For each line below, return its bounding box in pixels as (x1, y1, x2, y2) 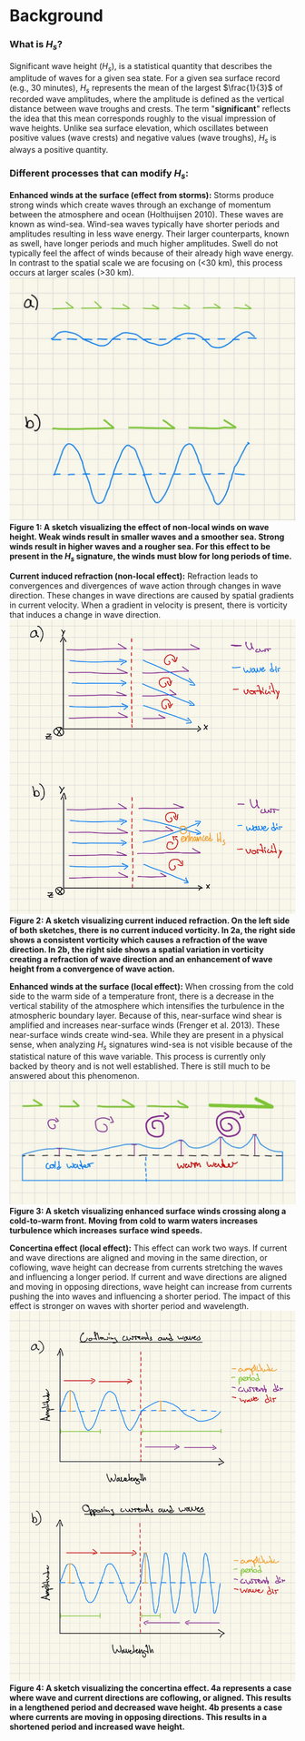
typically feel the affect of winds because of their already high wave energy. (9, 247, 294, 258)
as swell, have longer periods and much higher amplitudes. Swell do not (9, 237, 279, 248)
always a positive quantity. (9, 145, 109, 156)
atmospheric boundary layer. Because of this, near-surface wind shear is (9, 1011, 282, 1021)
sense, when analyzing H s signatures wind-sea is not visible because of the (9, 1039, 293, 1052)
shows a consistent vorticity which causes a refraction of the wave (9, 934, 268, 946)
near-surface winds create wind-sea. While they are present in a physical (9, 1030, 284, 1041)
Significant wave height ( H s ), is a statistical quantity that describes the (9, 60, 272, 74)
